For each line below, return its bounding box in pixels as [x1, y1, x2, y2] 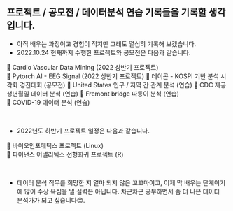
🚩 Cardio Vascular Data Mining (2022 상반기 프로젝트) [6, 63, 159, 71]
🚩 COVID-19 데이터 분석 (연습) [6, 98, 90, 106]
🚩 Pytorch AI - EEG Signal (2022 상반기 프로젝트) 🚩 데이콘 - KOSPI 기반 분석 [6, 72, 220, 80]
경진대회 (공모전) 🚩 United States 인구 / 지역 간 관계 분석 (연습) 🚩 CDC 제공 [19, 80, 227, 89]
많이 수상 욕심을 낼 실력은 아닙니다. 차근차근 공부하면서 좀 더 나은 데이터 [24, 187, 220, 196]
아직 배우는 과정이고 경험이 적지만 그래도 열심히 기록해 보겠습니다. [16, 39, 197, 48]
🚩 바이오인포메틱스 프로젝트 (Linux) [6, 141, 104, 150]
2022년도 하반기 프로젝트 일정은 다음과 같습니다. [16, 126, 150, 135]
